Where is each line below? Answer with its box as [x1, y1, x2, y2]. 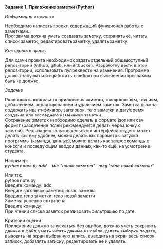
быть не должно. [5, 78, 40, 83]
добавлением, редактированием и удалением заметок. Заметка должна [5, 102, 157, 107]
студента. [5, 148, 25, 154]
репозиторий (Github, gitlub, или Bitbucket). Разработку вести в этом [5, 63, 148, 68]
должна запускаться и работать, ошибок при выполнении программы [5, 73, 152, 78]
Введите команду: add [5, 183, 52, 188]
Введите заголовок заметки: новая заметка [5, 188, 96, 193]
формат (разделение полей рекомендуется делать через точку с [5, 122, 141, 128]
